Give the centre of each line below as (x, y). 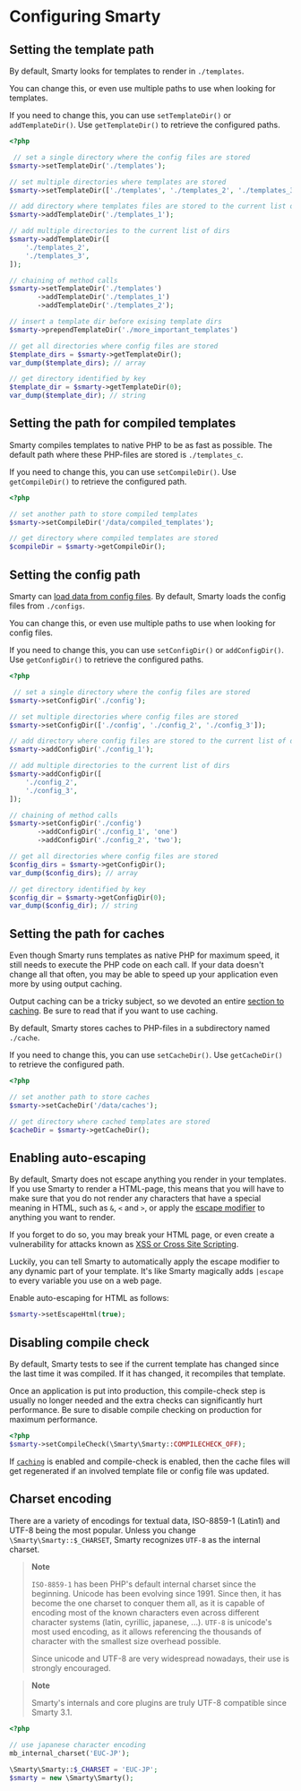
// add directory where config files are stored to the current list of (148, 741)
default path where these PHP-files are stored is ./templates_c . (126, 454)
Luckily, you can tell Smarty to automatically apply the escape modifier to (145, 1261)
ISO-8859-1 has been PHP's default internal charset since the (144, 1584)
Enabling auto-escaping (77, 1158)
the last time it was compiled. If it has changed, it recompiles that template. (147, 1373)
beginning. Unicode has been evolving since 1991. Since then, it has (156, 1593)
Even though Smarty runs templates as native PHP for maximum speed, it (145, 955)
